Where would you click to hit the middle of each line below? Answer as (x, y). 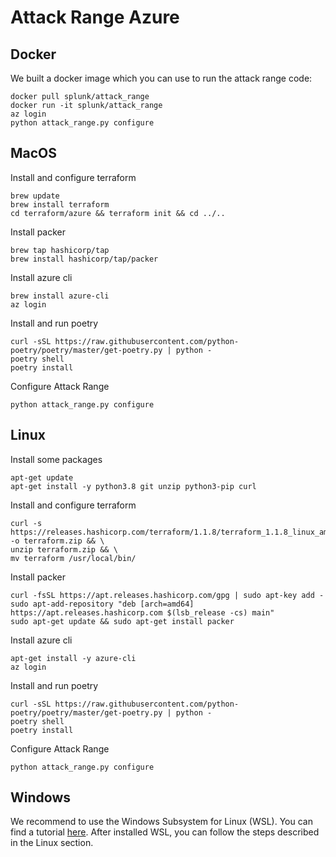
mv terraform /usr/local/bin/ (73, 558)
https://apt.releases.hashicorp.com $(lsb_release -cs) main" (142, 612)
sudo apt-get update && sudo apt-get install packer (122, 621)
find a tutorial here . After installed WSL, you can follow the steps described (165, 832)
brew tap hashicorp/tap (60, 250)
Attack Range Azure (95, 17)
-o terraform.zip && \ (57, 541)
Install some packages (56, 459)
